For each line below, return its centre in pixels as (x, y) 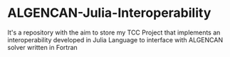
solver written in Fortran (43, 47)
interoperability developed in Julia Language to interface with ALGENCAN (115, 39)
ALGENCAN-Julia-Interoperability (109, 13)
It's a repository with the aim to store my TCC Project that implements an (114, 32)
